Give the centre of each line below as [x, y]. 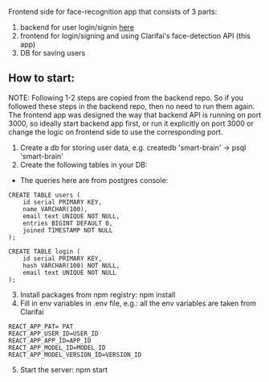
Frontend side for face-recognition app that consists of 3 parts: [113, 12]
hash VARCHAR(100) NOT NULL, [71, 265]
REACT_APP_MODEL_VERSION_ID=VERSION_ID [75, 355]
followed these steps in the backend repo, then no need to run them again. [132, 106]
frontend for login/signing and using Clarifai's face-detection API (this [135, 36]
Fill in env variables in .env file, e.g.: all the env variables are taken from [138, 303]
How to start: [41, 79]
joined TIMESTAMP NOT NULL [68, 230]
